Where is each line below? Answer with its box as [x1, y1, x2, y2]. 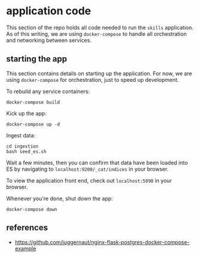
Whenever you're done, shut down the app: [6, 195, 114, 202]
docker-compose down [6, 206, 58, 213]
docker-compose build [6, 99, 60, 105]
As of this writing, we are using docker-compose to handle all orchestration [6, 30, 187, 37]
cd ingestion [6, 143, 39, 149]
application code [6, 4, 91, 18]
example [14, 245, 36, 252]
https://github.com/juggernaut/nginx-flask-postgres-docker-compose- [14, 238, 190, 245]
